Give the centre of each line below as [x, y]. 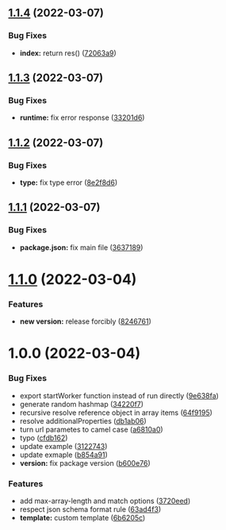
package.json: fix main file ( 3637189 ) [81, 247]
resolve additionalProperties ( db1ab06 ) [83, 421]
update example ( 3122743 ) [63, 446]
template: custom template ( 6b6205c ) [82, 518]
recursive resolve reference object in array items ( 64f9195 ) [116, 413]
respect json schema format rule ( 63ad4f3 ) [90, 509]
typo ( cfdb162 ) [44, 438]
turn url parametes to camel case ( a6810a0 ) [92, 429]
